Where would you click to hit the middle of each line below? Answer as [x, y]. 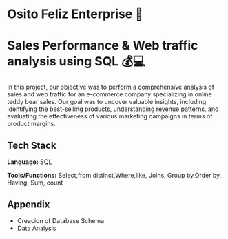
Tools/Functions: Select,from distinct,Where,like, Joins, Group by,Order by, [114, 176]
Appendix [29, 204]
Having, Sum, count [35, 183]
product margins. [32, 124]
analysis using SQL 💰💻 [76, 62]
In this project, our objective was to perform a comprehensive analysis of [111, 87]
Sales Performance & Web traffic [103, 46]
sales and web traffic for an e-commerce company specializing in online [110, 94]
